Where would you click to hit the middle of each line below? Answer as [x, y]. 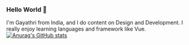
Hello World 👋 [27, 10]
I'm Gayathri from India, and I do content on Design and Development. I [94, 23]
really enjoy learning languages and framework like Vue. [76, 29]
